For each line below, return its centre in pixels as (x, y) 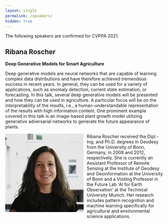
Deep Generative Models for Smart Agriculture (55, 64)
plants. (12, 127)
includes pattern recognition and (120, 200)
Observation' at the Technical (117, 190)
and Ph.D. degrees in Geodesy (127, 142)
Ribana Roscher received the (117, 137)
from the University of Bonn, (116, 147)
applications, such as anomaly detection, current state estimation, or (76, 90)
